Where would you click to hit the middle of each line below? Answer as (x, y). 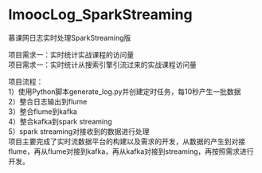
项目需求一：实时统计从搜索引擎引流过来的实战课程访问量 (102, 65)
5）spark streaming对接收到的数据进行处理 (79, 131)
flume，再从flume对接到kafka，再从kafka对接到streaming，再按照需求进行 (131, 151)
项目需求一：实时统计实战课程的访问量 (71, 54)
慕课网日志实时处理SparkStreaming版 (70, 37)
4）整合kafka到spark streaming (61, 121)
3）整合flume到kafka (43, 111)
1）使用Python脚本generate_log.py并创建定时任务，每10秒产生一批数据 (125, 91)
